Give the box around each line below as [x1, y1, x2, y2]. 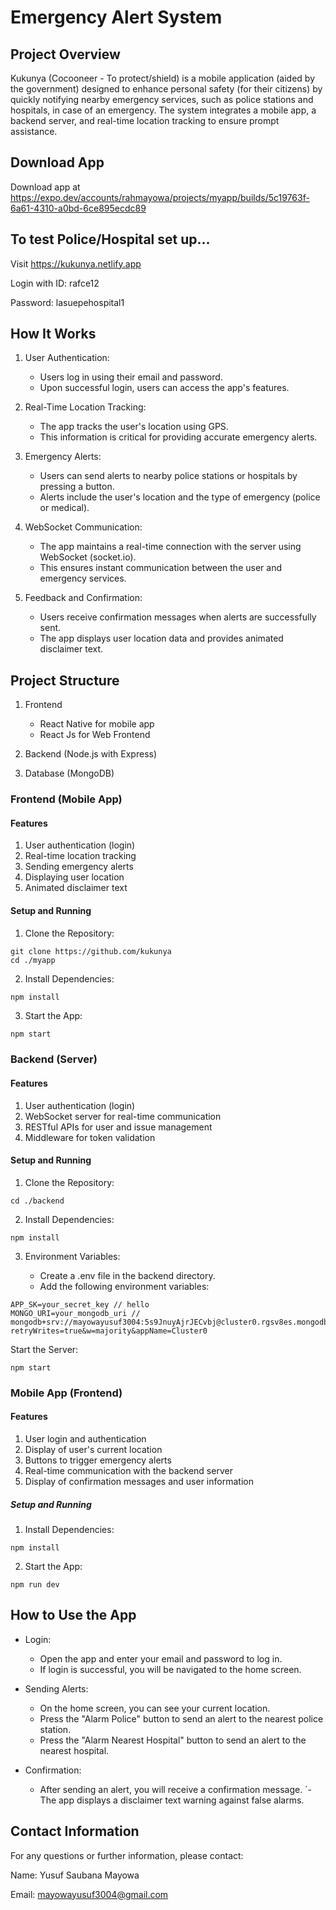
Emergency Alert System [10, 6, 223, 29]
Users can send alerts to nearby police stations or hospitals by [39, 470, 298, 482]
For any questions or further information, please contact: [10, 1849, 244, 1861]
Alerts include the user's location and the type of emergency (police [39, 491, 321, 503]
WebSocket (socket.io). [39, 551, 137, 563]
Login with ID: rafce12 [10, 277, 100, 289]
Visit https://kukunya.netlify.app [10, 257, 142, 270]
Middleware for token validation [24, 1131, 156, 1143]
